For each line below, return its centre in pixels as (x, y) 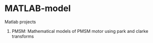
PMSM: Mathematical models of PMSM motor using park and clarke (80, 31)
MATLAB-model (38, 8)
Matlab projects (20, 22)
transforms (23, 36)
